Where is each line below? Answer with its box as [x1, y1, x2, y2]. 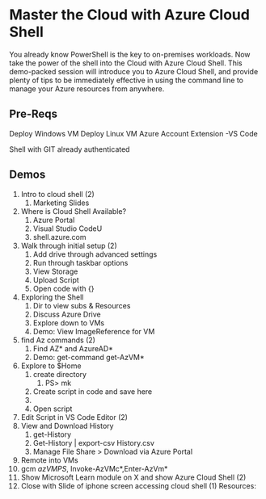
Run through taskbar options [32, 258, 129, 267]
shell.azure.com [32, 232, 87, 241]
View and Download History [20, 421, 114, 430]
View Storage [32, 266, 78, 276]
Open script [32, 404, 73, 413]
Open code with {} [32, 283, 95, 293]
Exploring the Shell [20, 292, 84, 302]
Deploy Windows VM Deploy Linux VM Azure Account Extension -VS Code [9, 128, 258, 138]
